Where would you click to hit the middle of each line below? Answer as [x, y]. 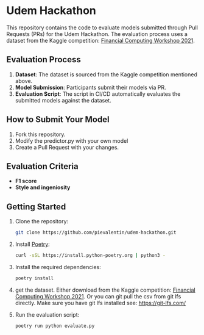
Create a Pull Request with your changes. [67, 147]
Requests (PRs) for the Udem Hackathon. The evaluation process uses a [97, 34]
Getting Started [36, 207]
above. [24, 81]
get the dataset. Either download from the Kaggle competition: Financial [105, 290]
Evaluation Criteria [42, 166]
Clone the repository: [42, 222]
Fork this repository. [40, 134]
